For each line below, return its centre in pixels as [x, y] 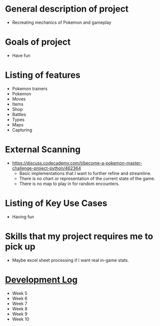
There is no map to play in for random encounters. [69, 184]
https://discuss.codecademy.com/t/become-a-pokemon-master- [77, 163]
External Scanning [43, 150]
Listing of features [43, 75]
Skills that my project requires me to [79, 236]
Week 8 [20, 309]
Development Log [41, 280]
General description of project [67, 9]
